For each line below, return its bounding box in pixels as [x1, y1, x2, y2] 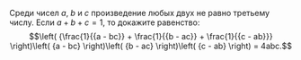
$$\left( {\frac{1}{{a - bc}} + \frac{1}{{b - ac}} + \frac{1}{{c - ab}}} [29, 31, 273, 41]
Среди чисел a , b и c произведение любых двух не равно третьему [9, 8, 270, 18]
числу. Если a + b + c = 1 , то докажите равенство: [9, 17, 200, 28]
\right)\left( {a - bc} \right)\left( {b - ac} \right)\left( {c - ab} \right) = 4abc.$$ [9, 40, 293, 51]
